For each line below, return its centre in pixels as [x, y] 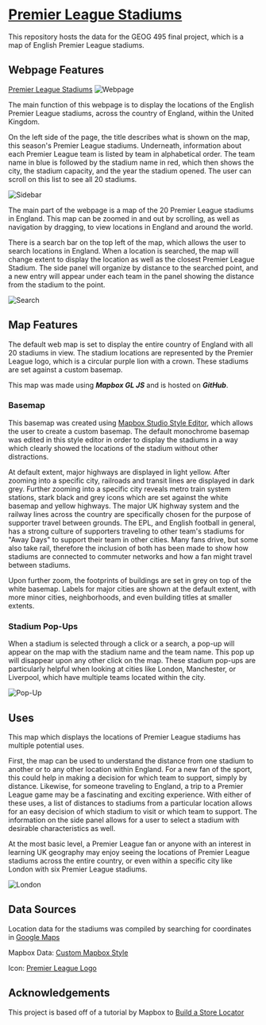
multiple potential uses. [46, 745]
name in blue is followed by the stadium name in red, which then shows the [131, 162]
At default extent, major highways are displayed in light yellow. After [119, 472]
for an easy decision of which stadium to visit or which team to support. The [133, 811]
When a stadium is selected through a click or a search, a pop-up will [121, 644]
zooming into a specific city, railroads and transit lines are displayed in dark [131, 480]
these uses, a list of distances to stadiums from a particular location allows [130, 803]
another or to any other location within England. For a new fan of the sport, [130, 769]
